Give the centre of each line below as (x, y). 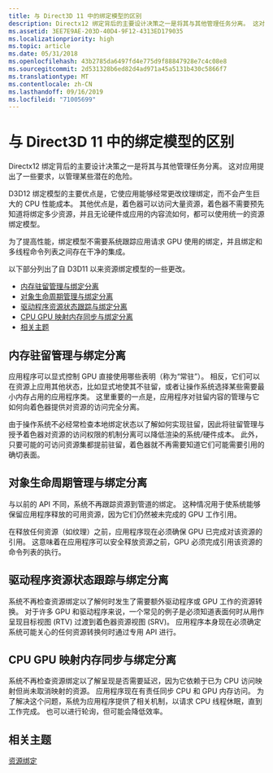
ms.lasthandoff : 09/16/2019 (56, 92)
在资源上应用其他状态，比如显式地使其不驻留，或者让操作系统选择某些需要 (133, 386)
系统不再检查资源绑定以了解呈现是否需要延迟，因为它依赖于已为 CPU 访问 (132, 681)
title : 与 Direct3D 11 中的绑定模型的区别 (75, 16)
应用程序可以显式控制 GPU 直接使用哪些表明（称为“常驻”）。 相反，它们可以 (134, 376)
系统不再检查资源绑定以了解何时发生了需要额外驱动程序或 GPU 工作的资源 (132, 601)
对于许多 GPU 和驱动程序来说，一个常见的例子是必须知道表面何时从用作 (144, 611)
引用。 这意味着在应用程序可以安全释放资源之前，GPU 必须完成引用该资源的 (135, 542)
